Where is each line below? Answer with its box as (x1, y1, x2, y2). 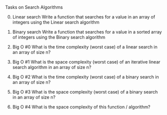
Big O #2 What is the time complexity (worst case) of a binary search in (12, 74, 159, 79)
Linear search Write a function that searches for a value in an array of (12, 14, 156, 19)
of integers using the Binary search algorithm (12, 34, 106, 40)
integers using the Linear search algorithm (12, 19, 100, 25)
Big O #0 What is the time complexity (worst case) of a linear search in (12, 44, 158, 49)
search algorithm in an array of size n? (12, 64, 91, 70)
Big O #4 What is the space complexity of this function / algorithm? (12, 104, 151, 109)
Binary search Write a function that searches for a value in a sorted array (12, 29, 162, 34)
